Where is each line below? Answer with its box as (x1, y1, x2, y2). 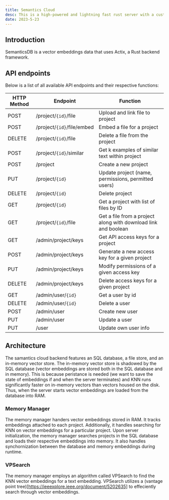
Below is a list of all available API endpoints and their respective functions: (5, 82, 159, 88)
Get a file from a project (99, 213, 155, 220)
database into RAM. (5, 392, 46, 398)
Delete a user (99, 300, 130, 307)
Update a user (99, 316, 132, 323)
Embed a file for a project (99, 124, 158, 130)
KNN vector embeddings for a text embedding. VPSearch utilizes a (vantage (5, 478, 163, 484)
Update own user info (99, 324, 150, 331)
